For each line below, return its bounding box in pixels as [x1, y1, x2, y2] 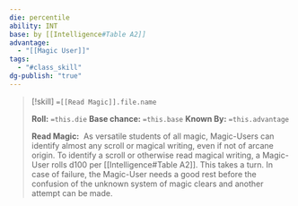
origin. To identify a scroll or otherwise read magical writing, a [31, 150, 260, 160]
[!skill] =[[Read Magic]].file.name [31, 96, 157, 107]
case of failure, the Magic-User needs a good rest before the [31, 168, 258, 179]
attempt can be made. [31, 187, 113, 198]
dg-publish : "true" [9, 72, 83, 81]
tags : [9, 55, 30, 64]
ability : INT [9, 21, 58, 30]
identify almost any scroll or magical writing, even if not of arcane [31, 140, 274, 150]
